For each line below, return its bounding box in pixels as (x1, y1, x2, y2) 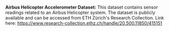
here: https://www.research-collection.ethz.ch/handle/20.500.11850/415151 (5, 20, 162, 26)
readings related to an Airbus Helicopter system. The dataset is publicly (5, 9, 155, 15)
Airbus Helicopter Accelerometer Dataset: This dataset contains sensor (5, 4, 158, 10)
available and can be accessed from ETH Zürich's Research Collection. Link (5, 15, 164, 20)
